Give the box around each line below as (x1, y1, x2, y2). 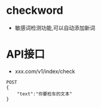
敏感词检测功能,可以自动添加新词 (14, 24, 96, 31)
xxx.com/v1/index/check (14, 67, 75, 75)
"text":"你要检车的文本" (17, 91, 73, 97)
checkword (6, 4, 64, 17)
